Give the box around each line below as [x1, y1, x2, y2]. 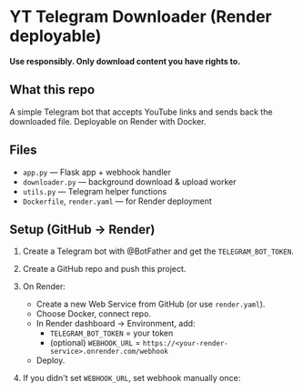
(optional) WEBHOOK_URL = [49, 337, 141, 348]
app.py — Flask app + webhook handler [22, 166, 171, 177]
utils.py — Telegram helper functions [22, 186, 167, 196]
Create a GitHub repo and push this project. [22, 264, 187, 275]
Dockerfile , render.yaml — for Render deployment [22, 196, 212, 206]
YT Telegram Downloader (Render [9, 6, 272, 27]
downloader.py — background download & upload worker [22, 176, 237, 187]
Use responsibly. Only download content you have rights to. [9, 55, 241, 66]
